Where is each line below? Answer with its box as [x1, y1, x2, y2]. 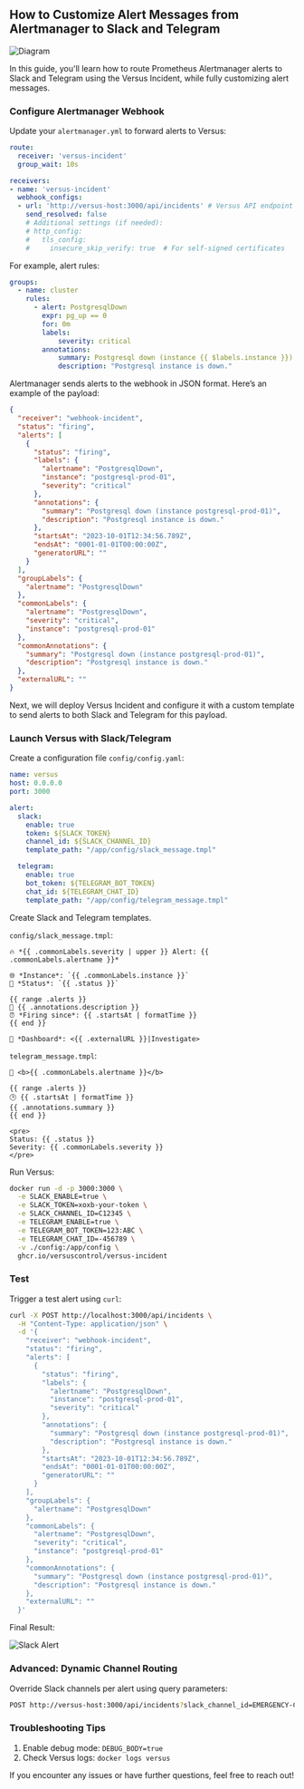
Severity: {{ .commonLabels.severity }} [9, 1142, 165, 1152]
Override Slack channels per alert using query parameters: [9, 1683, 228, 1694]
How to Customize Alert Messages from [9, 7, 240, 23]
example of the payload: [9, 388, 100, 399]
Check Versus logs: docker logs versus [22, 1752, 171, 1763]
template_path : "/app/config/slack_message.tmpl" [25, 846, 217, 855]
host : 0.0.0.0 [9, 778, 63, 788]
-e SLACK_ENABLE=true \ [17, 1192, 107, 1202]
